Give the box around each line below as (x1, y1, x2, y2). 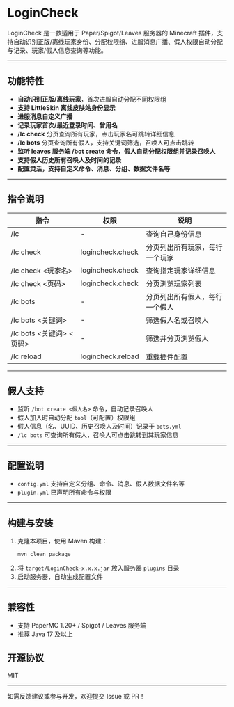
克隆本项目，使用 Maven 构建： (17, 537, 108, 545)
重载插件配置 (146, 351, 188, 361)
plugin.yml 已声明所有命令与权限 (17, 488, 112, 497)
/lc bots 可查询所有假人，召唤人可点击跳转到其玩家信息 (17, 431, 179, 439)
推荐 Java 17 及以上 (17, 630, 73, 638)
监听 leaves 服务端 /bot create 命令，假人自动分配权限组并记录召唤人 (17, 147, 216, 155)
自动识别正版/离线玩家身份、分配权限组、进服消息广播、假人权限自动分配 (13, 37, 224, 46)
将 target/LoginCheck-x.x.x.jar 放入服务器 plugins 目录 (17, 564, 180, 572)
